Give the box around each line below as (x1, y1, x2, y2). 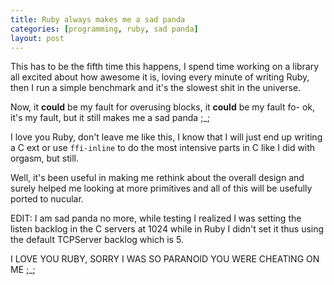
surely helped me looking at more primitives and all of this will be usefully (10, 182, 313, 195)
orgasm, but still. (10, 152, 80, 165)
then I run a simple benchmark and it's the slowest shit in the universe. (10, 82, 302, 94)
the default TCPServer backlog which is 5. (10, 234, 184, 246)
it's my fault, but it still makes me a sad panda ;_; (10, 112, 210, 124)
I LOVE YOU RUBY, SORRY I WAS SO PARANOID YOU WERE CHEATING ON (10, 253, 320, 265)
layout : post (10, 33, 65, 43)
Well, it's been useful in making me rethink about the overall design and (10, 172, 305, 184)
